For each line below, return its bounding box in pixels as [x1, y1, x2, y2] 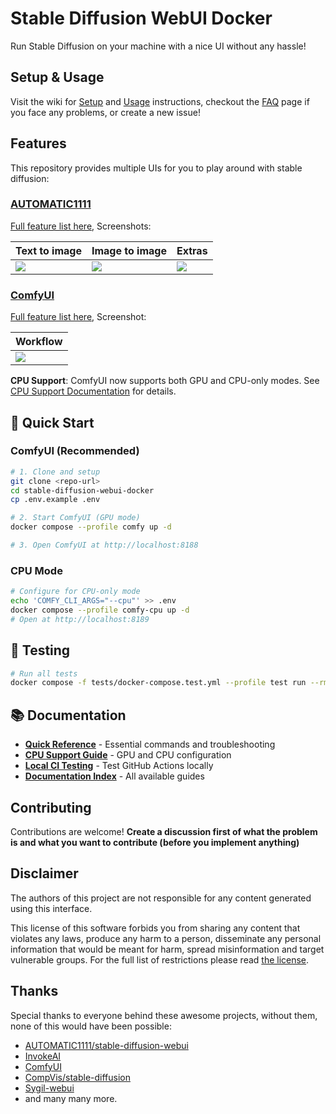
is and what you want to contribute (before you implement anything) [10, 836, 300, 848]
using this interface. [10, 902, 93, 914]
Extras [176, 243, 208, 257]
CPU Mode [10, 563, 63, 577]
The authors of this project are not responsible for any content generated [10, 892, 312, 904]
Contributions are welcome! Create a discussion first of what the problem [10, 825, 318, 837]
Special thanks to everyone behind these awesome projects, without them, [10, 1009, 318, 1021]
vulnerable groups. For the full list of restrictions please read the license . [10, 953, 310, 966]
